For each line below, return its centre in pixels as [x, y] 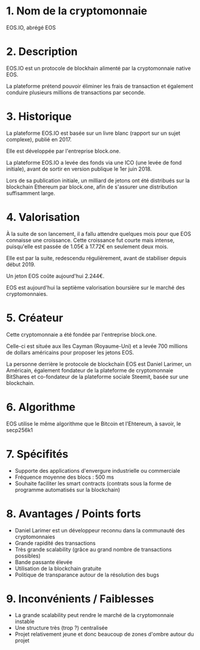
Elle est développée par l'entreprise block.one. [63, 151]
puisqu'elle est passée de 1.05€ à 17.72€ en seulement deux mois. [87, 247]
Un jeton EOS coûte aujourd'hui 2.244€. [55, 276]
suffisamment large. [31, 193]
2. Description [42, 52]
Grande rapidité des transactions [55, 543]
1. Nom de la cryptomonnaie [77, 11]
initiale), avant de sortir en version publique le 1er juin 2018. [79, 169]
